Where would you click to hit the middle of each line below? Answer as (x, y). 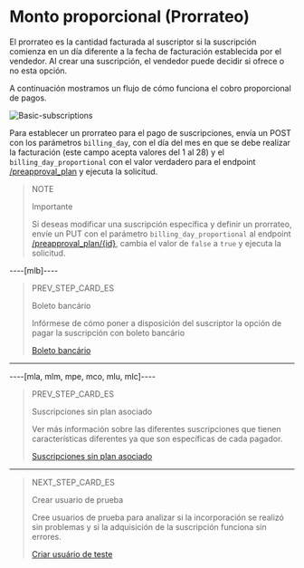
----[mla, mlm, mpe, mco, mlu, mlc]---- (83, 376)
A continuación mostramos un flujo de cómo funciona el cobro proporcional (150, 88)
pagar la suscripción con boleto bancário (108, 332)
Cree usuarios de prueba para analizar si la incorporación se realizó (158, 517)
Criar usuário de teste (72, 554)
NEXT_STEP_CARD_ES (73, 482)
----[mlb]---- (34, 270)
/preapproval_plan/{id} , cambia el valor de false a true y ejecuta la (157, 243)
